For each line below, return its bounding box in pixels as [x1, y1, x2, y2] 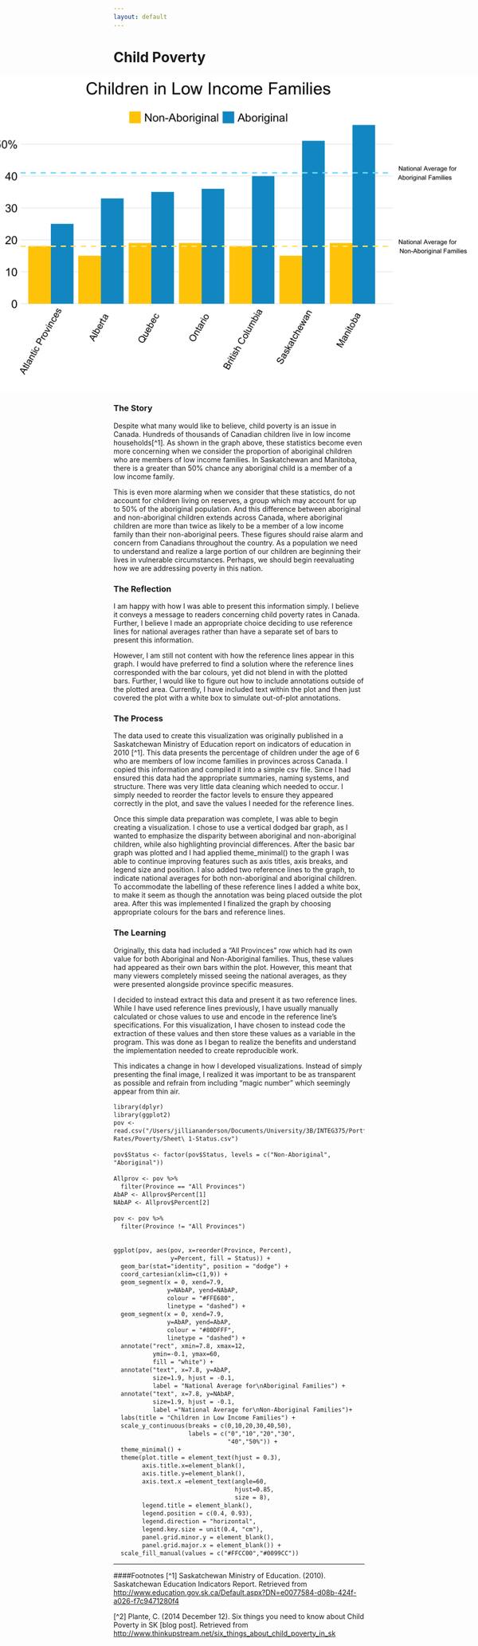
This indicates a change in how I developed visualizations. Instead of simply [113, 1061, 362, 1070]
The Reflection [113, 583, 171, 594]
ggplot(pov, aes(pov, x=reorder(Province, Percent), [113, 1246, 292, 1255]
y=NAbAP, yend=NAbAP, [167, 1286, 239, 1294]
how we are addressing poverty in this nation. [113, 563, 263, 573]
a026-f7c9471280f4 [113, 1596, 179, 1605]
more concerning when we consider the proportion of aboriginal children [113, 446, 353, 456]
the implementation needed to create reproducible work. [113, 1045, 299, 1055]
